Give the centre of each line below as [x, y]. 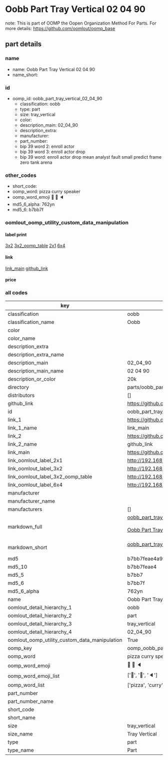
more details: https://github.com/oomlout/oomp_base [60, 28]
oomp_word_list [26, 685]
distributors [21, 396]
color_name [21, 338]
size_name [20, 734]
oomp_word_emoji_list [34, 676]
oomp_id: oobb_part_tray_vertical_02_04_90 [57, 98]
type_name [21, 750]
